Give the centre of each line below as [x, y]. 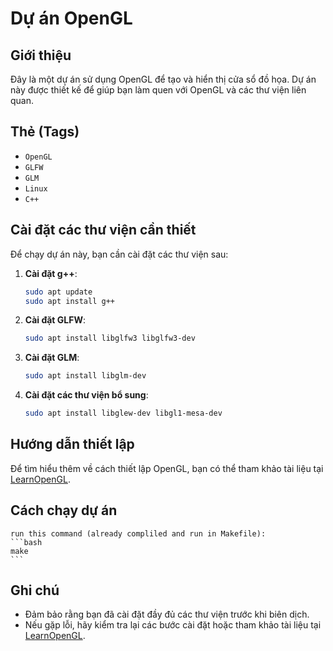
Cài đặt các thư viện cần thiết [103, 230]
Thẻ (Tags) [45, 132]
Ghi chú [35, 590]
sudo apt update [58, 292]
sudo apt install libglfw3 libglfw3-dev [110, 338]
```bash [26, 542]
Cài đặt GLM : [52, 358]
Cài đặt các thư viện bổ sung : [86, 395]
